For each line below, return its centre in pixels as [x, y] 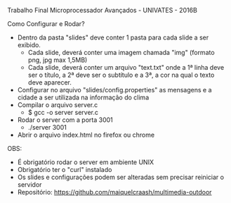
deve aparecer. [49, 82]
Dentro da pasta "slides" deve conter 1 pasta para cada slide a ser [113, 37]
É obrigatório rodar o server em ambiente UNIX [86, 162]
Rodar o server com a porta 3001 [65, 120]
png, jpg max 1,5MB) [58, 60]
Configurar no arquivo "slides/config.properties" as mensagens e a [114, 90]
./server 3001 [47, 127]
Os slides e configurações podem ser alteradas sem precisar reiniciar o [121, 177]
